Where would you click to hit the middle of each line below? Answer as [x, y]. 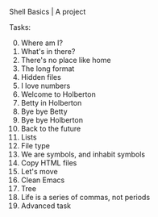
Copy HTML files [49, 163]
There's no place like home [66, 60]
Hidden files [41, 77]
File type [35, 146]
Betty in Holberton [51, 103]
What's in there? [48, 51]
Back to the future [51, 129]
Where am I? [42, 43]
